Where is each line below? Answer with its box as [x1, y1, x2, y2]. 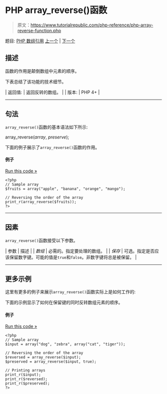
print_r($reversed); [5, 377, 48, 382]
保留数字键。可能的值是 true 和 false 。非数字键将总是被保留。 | [9, 254, 137, 260]
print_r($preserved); [5, 381, 50, 386]
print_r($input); [5, 372, 41, 377]
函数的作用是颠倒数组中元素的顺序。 [5, 68, 80, 74]
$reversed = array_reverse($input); [5, 355, 81, 360]
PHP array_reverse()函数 [5, 4, 108, 16]
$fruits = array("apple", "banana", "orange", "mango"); [5, 186, 126, 191]
